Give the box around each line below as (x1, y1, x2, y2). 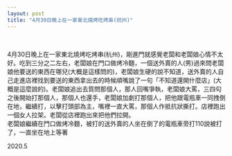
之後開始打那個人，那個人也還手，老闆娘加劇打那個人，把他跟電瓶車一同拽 (7, 93, 220, 101)
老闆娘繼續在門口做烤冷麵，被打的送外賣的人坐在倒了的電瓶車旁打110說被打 (7, 119, 223, 128)
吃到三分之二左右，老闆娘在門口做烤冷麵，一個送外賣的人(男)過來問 (19, 58, 213, 67)
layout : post (7, 10, 45, 17)
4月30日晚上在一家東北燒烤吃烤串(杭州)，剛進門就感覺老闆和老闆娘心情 (7, 50, 211, 58)
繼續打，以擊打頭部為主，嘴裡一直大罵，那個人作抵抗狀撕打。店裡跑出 (25, 102, 226, 110)
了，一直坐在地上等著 (7, 128, 68, 136)
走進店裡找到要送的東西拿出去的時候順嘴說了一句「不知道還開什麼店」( (12, 76, 216, 84)
